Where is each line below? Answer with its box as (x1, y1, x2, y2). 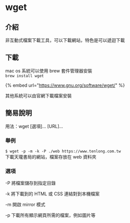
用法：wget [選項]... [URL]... (5, 123, 63, 129)
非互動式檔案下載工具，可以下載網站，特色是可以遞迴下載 (5, 37, 125, 43)
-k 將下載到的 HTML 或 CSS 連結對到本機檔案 (5, 191, 100, 197)
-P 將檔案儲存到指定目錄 (5, 180, 56, 186)
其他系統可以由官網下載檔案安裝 (5, 92, 72, 98)
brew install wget (5, 73, 44, 78)
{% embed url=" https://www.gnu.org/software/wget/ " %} (5, 82, 125, 88)
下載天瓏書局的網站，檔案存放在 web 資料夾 (5, 153, 97, 160)
